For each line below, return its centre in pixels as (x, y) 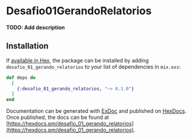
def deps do (21, 78)
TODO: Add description (36, 27)
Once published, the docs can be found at (58, 118)
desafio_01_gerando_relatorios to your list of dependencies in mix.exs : (94, 67)
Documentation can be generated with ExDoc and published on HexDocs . (96, 111)
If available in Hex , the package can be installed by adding (78, 60)
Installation (27, 46)
